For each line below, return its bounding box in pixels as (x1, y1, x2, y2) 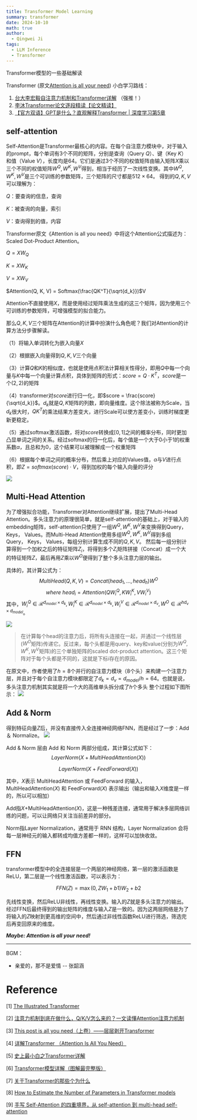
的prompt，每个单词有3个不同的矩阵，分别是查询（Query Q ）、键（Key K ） (6, 150, 187, 157)
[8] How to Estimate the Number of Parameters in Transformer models (6, 1089, 176, 1096)
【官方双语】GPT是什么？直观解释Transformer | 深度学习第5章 (14, 109, 166, 116)
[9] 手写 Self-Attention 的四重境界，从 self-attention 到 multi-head (6, 1101, 165, 1108)
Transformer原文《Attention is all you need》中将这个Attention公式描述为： (6, 230, 188, 237)
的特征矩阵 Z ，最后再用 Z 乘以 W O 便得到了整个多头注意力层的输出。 (6, 553, 165, 561)
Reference (6, 983, 57, 996)
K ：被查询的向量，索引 (6, 205, 62, 212)
